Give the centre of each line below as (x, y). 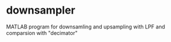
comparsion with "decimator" (42, 33)
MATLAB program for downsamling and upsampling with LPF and (86, 27)
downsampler (41, 10)
